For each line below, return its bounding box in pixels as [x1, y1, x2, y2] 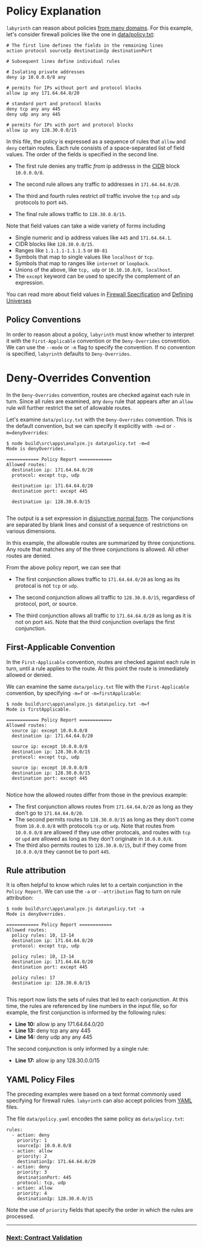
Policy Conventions [6, 315, 82, 325]
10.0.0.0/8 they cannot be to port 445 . [14, 847, 111, 855]
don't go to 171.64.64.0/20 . [14, 809, 83, 817]
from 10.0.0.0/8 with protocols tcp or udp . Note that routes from [14, 822, 175, 829]
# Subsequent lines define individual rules [6, 58, 120, 64]
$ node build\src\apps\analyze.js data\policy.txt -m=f [6, 701, 150, 707]
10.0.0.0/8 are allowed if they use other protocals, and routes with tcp [14, 828, 191, 836]
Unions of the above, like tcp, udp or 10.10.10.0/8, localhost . [14, 266, 172, 273]
